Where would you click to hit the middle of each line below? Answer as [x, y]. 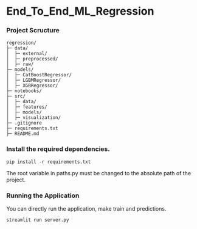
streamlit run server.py [38, 220]
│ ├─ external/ [27, 54]
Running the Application [43, 195]
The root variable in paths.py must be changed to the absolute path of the [99, 173]
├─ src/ [16, 96]
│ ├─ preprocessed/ [33, 59]
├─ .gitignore [24, 123]
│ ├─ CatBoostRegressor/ [39, 75]
